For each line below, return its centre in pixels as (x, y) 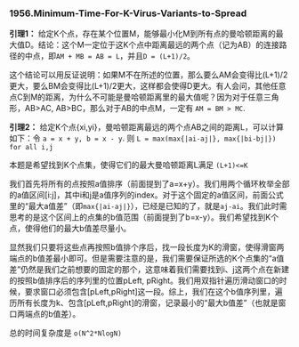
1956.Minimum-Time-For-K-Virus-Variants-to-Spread (128, 13)
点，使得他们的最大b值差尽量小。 (70, 229)
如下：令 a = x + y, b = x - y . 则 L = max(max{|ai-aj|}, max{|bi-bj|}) (143, 138)
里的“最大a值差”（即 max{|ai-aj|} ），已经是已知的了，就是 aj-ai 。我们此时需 (148, 206)
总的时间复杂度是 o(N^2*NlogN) (65, 333)
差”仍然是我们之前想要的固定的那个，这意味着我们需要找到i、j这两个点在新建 (149, 270)
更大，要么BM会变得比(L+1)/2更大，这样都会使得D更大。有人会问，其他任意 (148, 86)
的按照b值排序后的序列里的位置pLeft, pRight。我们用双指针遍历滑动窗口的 (144, 281)
